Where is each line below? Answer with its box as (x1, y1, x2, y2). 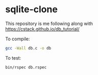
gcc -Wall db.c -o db (5, 45, 52, 51)
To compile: (5, 36, 30, 42)
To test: (5, 55, 21, 61)
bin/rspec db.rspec (5, 65, 47, 70)
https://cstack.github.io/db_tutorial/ (5, 26, 80, 32)
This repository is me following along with (5, 20, 93, 27)
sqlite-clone (5, 4, 58, 15)
